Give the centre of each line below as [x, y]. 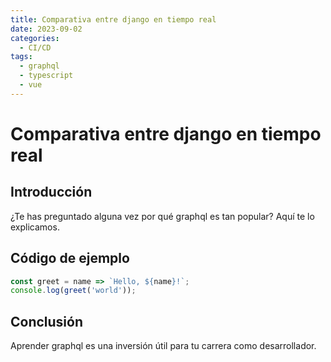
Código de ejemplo [70, 258]
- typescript [46, 76]
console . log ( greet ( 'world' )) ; [73, 291]
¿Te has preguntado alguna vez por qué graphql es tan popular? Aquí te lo [162, 216]
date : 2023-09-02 [46, 29]
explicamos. [35, 227]
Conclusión [47, 321]
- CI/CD [35, 47]
